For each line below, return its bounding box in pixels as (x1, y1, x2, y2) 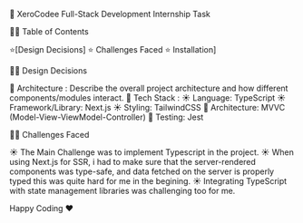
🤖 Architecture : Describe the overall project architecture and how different (9, 82, 288, 93)
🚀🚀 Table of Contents (9, 26, 89, 36)
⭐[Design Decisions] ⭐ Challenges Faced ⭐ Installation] (9, 44, 217, 54)
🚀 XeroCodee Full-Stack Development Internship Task (9, 9, 210, 19)
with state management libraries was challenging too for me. (9, 186, 236, 196)
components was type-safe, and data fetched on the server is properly (9, 166, 275, 177)
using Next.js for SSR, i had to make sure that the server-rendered (9, 157, 257, 167)
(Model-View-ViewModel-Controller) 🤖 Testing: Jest (9, 111, 204, 122)
